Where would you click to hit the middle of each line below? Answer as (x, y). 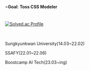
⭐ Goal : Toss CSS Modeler (31, 7)
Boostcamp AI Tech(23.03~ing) (36, 62)
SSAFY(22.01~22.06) (26, 53)
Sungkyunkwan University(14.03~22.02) (45, 43)
